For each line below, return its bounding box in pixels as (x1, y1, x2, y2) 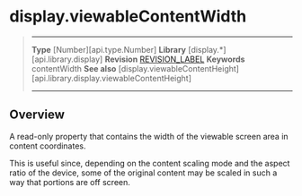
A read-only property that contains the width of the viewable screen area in (9, 131, 289, 141)
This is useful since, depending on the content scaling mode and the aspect (9, 158, 290, 168)
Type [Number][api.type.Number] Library (31, 44, 187, 55)
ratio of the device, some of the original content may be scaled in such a (9, 167, 278, 178)
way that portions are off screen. (9, 176, 130, 187)
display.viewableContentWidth (9, 6, 247, 27)
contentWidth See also (31, 63, 117, 73)
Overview (9, 107, 66, 123)
